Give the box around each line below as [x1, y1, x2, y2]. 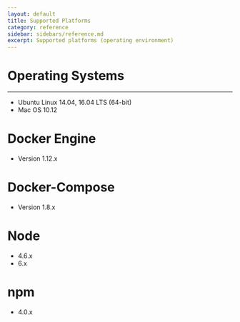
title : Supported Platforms [7, 17, 91, 24]
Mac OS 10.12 [17, 106, 58, 114]
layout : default [7, 10, 56, 18]
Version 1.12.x [17, 154, 58, 163]
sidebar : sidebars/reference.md [7, 30, 104, 38]
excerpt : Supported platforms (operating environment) [7, 37, 174, 44]
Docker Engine [7, 131, 96, 147]
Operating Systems [7, 68, 125, 84]
